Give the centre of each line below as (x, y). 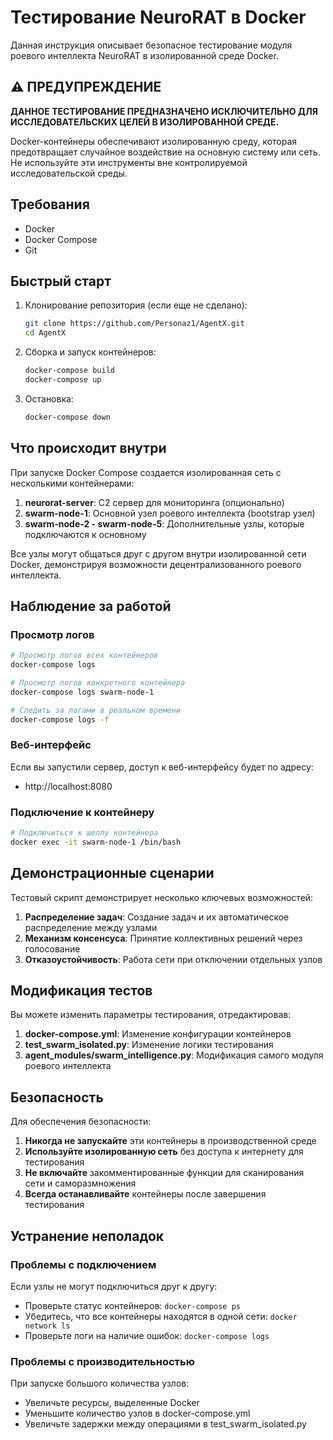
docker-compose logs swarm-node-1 (82, 692)
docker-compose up (63, 380)
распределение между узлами (91, 927)
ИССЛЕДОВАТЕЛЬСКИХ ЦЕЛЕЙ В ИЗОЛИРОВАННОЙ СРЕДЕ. (145, 122)
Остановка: (49, 398)
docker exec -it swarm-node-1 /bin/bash (96, 842)
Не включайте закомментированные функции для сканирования (164, 1173)
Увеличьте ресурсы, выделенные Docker (112, 1403)
